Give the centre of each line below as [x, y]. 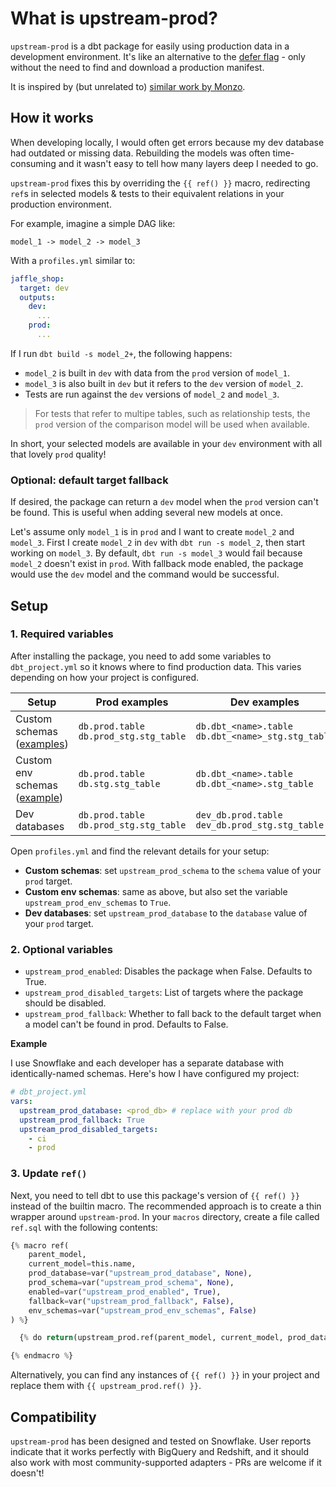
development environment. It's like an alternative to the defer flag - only [158, 56]
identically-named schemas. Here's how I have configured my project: [155, 1074]
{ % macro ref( [40, 1245]
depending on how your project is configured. [105, 677]
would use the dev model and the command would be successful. [145, 574]
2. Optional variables [61, 949]
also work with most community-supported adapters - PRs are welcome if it [166, 1463]
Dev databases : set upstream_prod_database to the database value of [166, 913]
